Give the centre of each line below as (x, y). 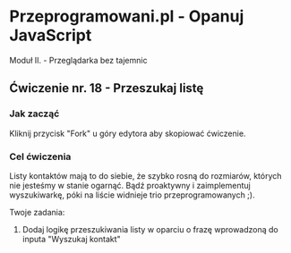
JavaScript (51, 35)
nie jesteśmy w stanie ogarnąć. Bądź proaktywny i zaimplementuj (130, 185)
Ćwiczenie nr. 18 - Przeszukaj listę (107, 88)
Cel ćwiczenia (40, 156)
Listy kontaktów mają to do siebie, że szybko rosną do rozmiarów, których (145, 175)
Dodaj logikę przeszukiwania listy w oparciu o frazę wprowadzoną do (150, 229)
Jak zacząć (34, 114)
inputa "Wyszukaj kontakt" (71, 239)
